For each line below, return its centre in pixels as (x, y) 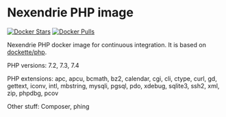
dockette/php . (27, 52)
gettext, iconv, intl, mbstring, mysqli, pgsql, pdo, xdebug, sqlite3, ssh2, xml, (113, 86)
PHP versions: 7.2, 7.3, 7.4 (43, 65)
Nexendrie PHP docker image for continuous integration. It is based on (107, 44)
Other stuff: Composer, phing (48, 106)
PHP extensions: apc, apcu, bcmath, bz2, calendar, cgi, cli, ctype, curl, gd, (112, 78)
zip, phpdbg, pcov (33, 93)
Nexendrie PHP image (70, 13)
